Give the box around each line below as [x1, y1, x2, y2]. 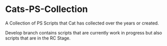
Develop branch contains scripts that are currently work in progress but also [5, 29, 162, 35]
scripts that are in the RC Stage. [5, 35, 71, 41]
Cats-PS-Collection [5, 3, 88, 15]
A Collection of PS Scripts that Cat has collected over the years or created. [5, 20, 159, 26]
